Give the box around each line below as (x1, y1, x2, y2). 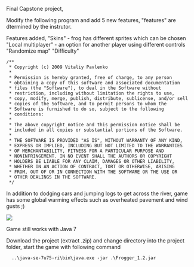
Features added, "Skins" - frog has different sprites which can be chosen (6, 35, 186, 41)
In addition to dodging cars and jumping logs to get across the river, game (6, 190, 188, 197)
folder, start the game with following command (6, 244, 121, 250)
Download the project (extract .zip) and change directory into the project (6, 237, 185, 244)
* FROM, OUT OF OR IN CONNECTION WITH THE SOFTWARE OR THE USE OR (8, 169, 178, 175)
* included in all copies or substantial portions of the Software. (8, 127, 183, 133)
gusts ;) (6, 203, 25, 210)
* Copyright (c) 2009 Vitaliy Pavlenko (8, 64, 109, 70)
